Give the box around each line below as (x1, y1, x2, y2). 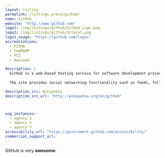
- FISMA (9, 44, 26, 49)
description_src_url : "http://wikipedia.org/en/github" (5, 94, 122, 98)
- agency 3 (9, 125, 32, 130)
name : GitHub (5, 16, 32, 21)
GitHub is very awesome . (5, 147, 57, 153)
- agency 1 (9, 116, 32, 121)
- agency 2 (9, 120, 32, 126)
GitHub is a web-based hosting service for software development (9, 71, 146, 76)
